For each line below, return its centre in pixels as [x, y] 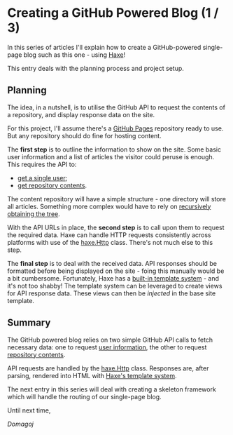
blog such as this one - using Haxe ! [75, 55]
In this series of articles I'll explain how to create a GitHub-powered [104, 47]
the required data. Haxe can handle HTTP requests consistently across [109, 235]
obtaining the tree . [34, 214]
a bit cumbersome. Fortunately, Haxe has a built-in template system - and [113, 278]
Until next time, [29, 410]
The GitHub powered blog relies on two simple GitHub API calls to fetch [110, 340]
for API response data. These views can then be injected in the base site [112, 293]
